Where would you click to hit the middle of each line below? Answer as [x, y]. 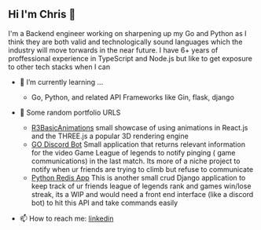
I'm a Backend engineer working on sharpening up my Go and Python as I [127, 33]
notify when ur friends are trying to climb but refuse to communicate [142, 169]
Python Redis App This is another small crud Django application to [138, 177]
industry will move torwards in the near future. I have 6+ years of [113, 50]
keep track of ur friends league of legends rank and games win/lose [141, 186]
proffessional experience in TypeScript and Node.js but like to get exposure [130, 58]
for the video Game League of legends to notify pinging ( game [133, 152]
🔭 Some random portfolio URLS [70, 112]
